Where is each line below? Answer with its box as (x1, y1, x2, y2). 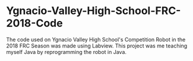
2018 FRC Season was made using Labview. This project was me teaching (6, 42, 188, 49)
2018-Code (6, 16, 64, 30)
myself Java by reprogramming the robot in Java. (6, 48, 126, 55)
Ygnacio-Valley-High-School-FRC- (6, 4, 181, 18)
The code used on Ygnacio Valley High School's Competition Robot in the (6, 36, 186, 43)
